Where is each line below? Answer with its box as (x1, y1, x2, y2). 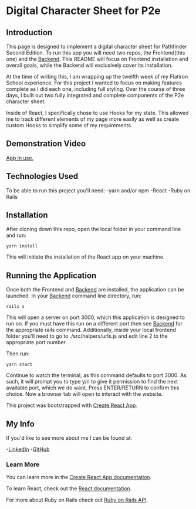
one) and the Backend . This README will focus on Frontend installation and (6, 56, 189, 62)
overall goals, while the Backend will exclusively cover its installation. (6, 62, 173, 69)
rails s (6, 304, 25, 310)
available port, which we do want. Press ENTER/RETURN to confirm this (6, 384, 180, 391)
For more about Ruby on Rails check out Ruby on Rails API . (6, 497, 148, 504)
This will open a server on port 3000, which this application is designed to (6, 314, 185, 321)
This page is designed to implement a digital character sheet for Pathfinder (6, 43, 187, 50)
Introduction (6, 28, 53, 38)
